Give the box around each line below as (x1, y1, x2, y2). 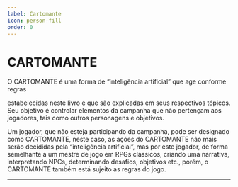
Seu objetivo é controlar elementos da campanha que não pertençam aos (7, 106, 222, 115)
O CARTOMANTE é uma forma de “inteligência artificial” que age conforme (7, 77, 227, 86)
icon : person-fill (7, 17, 62, 24)
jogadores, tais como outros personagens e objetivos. (7, 114, 165, 123)
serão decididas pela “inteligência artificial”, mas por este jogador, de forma (7, 142, 229, 151)
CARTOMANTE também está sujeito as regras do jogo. (7, 165, 166, 174)
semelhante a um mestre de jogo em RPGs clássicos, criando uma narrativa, (7, 150, 230, 159)
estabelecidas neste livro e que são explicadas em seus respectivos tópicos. (7, 98, 231, 107)
